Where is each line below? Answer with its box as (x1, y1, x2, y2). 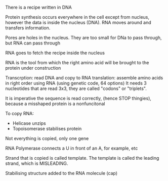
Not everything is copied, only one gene (5, 135, 89, 141)
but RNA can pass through (5, 40, 61, 46)
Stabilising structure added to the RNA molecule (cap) (5, 170, 118, 176)
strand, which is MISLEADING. (5, 160, 68, 166)
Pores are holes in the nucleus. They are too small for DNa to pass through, (5, 35, 162, 40)
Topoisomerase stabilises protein (12, 126, 82, 131)
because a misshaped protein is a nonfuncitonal (5, 101, 105, 107)
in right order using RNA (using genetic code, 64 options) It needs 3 (5, 80, 147, 86)
